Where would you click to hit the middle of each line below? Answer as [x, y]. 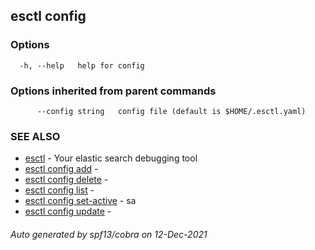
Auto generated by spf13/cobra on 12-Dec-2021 [109, 234]
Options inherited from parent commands [113, 91]
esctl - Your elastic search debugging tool [111, 158]
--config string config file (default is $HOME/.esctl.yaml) [171, 111]
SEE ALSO [35, 136]
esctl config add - [61, 169]
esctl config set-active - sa [80, 201]
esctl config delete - [66, 180]
